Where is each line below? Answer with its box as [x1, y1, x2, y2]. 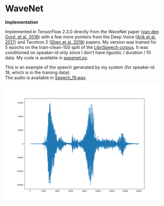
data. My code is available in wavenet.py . [5, 54, 88, 60]
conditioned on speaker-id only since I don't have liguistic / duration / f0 [5, 50, 151, 55]
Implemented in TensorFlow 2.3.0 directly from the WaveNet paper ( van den [5, 28, 159, 34]
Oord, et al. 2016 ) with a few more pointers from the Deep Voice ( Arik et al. [5, 34, 156, 40]
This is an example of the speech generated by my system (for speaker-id [5, 64, 155, 70]
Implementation [5, 19, 38, 25]
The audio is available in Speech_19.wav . [5, 75, 87, 80]
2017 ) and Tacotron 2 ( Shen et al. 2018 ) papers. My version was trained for [5, 39, 157, 45]
